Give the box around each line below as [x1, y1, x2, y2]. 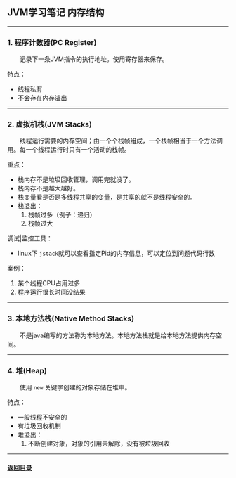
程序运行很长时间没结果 [17, 288, 86, 297]
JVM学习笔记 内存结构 [7, 6, 105, 19]
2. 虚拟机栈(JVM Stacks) [7, 119, 93, 129]
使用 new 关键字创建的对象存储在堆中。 [20, 383, 131, 392]
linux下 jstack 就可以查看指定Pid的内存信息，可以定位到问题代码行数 [17, 249, 216, 258]
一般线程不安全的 [17, 413, 67, 421]
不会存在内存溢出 [17, 93, 67, 102]
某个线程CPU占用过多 [17, 279, 81, 288]
